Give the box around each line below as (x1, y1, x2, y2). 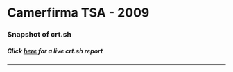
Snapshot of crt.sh (7, 30, 71, 39)
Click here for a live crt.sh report (7, 46, 103, 55)
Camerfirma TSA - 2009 (7, 5, 150, 21)
